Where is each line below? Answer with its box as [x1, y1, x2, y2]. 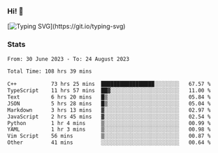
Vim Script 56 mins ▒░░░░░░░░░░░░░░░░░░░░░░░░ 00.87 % [7, 133, 211, 140]
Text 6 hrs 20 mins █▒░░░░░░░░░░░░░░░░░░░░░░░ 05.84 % [7, 94, 211, 101]
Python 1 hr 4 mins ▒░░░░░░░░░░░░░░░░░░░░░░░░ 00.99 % [7, 119, 211, 126]
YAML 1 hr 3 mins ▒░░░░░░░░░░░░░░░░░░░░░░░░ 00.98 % [7, 126, 211, 133]
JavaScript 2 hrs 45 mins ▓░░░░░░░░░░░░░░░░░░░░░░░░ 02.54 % [7, 113, 211, 120]
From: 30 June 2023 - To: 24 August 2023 [7, 55, 130, 62]
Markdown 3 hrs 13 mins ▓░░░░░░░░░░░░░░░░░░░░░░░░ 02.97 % [7, 106, 211, 114]
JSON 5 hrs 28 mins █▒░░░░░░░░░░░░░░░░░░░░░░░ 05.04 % [7, 100, 211, 107]
